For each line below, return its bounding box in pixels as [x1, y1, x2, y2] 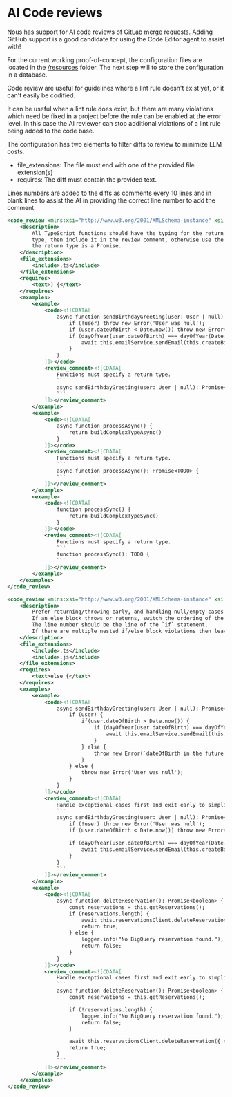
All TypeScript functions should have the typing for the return [32, 229, 224, 236]
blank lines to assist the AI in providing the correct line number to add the [7, 196, 215, 205]
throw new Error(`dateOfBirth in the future [93, 750, 224, 757]
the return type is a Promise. [32, 243, 122, 250]
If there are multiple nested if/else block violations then [32, 628, 212, 635]
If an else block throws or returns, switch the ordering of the [32, 615, 224, 622]
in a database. [7, 71, 48, 79]
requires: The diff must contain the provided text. [17, 175, 157, 184]
